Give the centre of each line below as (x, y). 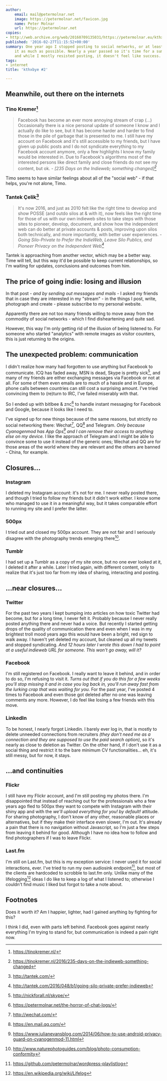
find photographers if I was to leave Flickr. (49, 838)
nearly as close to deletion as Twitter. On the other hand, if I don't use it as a (83, 745)
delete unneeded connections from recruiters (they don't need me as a (78, 734)
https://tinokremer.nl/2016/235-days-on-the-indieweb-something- (81, 961)
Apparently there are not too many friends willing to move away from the (80, 314)
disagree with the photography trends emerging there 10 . (63, 538)
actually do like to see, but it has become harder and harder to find (86, 131)
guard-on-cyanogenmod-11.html (46, 1039)
